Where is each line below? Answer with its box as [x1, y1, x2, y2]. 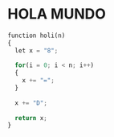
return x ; [14, 114, 47, 122]
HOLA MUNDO [7, 5, 106, 23]
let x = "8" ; [14, 46, 59, 55]
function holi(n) [7, 31, 66, 39]
